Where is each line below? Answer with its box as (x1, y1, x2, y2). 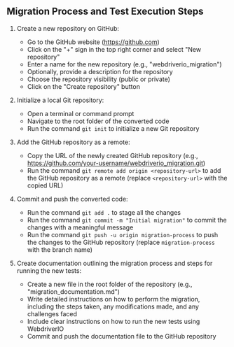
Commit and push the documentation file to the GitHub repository (27, 332, 216, 340)
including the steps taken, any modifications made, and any (27, 302, 199, 311)
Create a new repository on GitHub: (16, 24, 120, 32)
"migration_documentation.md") (27, 287, 121, 296)
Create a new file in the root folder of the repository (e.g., (27, 280, 193, 288)
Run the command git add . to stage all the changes (27, 208, 181, 216)
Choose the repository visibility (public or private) (27, 75, 171, 83)
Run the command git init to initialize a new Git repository (27, 124, 200, 132)
